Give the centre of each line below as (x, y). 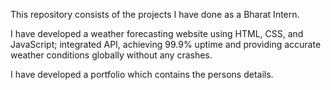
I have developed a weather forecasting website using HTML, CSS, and (157, 33)
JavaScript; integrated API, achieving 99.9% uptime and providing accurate (166, 44)
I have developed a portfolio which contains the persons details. (142, 74)
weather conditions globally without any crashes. (111, 55)
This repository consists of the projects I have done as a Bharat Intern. (155, 14)
